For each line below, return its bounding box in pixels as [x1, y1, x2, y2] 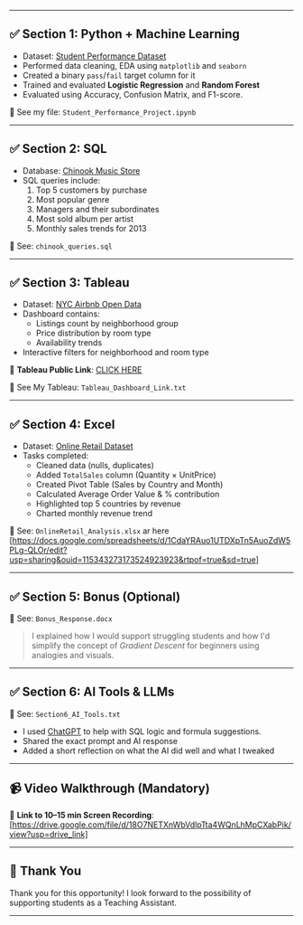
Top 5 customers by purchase [35, 184, 147, 195]
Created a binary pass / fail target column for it [22, 70, 196, 80]
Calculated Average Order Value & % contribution [35, 489, 220, 500]
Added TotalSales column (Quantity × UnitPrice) [35, 469, 216, 480]
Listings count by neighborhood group [35, 318, 179, 329]
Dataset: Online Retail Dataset [22, 440, 133, 452]
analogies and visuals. [31, 650, 115, 661]
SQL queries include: [22, 175, 101, 185]
